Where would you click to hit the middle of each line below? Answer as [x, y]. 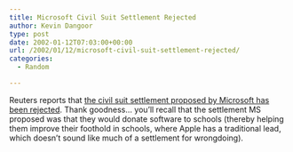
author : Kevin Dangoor [51, 26]
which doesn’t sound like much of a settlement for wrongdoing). [127, 138]
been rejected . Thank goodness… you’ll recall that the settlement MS [135, 109]
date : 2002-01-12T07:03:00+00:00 [71, 42]
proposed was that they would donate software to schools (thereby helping [146, 119]
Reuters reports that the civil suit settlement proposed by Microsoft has [139, 100]
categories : [31, 59]
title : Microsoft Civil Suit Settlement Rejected [103, 17]
